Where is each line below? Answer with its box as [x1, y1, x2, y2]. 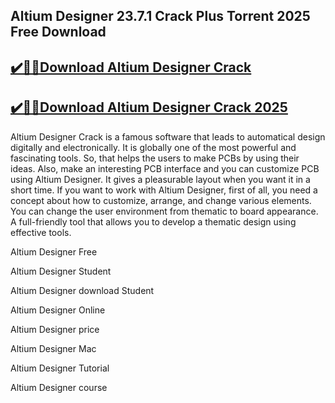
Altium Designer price [10, 323, 100, 335]
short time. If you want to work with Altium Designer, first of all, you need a [10, 184, 318, 196]
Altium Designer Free [10, 245, 98, 258]
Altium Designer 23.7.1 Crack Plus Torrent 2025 [10, 8, 311, 25]
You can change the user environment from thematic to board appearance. [10, 205, 319, 217]
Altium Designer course [10, 381, 108, 393]
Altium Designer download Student [10, 284, 155, 296]
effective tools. [10, 226, 72, 238]
